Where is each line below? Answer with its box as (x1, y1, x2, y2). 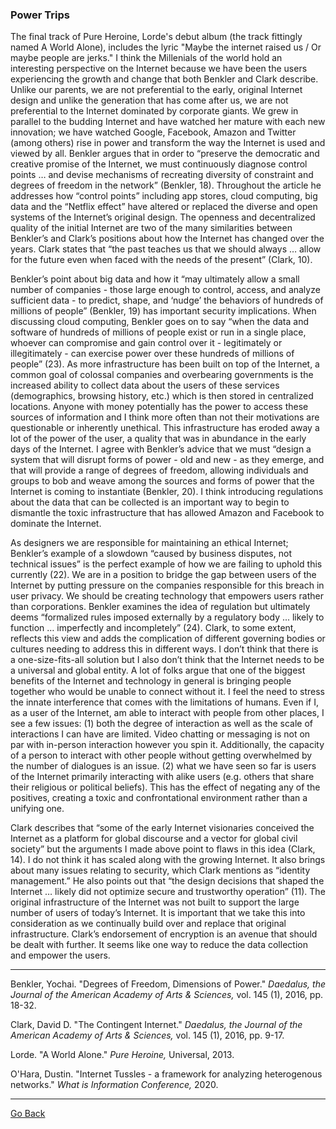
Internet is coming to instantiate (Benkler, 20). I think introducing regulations (10, 486, 324, 498)
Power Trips (10, 8, 70, 22)
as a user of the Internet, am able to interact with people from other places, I (10, 707, 325, 719)
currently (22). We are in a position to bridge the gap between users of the (10, 569, 317, 581)
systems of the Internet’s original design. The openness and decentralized (10, 211, 316, 223)
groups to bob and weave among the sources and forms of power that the (10, 475, 315, 487)
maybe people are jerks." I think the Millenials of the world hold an (10, 52, 283, 64)
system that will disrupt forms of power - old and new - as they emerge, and (10, 454, 325, 466)
